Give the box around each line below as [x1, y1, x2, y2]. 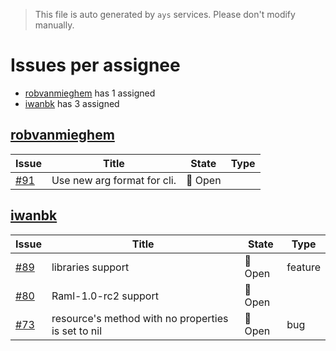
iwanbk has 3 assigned [24, 97, 120, 109]
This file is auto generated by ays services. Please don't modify [34, 9, 296, 20]
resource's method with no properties [51, 311, 229, 325]
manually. [34, 19, 75, 31]
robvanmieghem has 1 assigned [24, 87, 156, 99]
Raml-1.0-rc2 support [51, 289, 159, 303]
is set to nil [51, 324, 102, 338]
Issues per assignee [10, 54, 181, 77]
